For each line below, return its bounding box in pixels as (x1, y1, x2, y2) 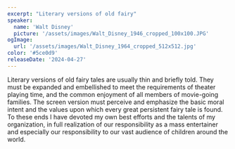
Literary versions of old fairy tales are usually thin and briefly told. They (7, 75, 215, 84)
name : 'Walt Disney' (13, 23, 74, 30)
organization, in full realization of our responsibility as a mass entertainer (7, 120, 219, 129)
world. (7, 135, 26, 143)
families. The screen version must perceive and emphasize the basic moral (7, 98, 224, 106)
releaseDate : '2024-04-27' (7, 56, 87, 63)
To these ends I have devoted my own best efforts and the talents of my (7, 112, 216, 121)
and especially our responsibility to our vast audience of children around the (7, 127, 229, 136)
